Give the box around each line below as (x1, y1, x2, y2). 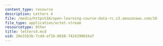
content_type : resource (5, 7, 53, 12)
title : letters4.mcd (5, 29, 47, 34)
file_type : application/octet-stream (5, 20, 81, 25)
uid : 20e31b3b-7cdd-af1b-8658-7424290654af (5, 34, 95, 39)
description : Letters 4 (5, 11, 53, 16)
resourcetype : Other (5, 25, 47, 30)
